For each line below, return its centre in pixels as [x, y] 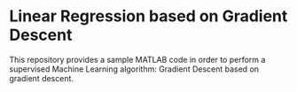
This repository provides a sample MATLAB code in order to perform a [137, 59]
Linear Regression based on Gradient [148, 16]
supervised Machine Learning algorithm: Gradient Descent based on [134, 69]
